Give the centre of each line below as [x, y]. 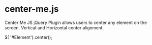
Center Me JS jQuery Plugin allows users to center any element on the [76, 22]
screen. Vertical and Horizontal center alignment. [54, 27]
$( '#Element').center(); [29, 37]
